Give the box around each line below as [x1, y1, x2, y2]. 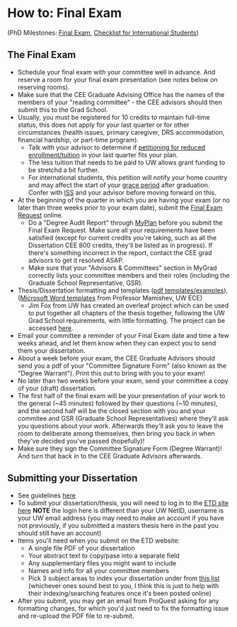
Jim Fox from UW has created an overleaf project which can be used [28, 301, 229, 310]
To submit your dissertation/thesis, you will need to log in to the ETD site [17, 498, 229, 507]
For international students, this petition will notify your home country [28, 173, 228, 181]
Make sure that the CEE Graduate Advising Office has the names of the [17, 90, 225, 98]
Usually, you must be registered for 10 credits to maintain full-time [17, 113, 210, 121]
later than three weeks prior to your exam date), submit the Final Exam [17, 203, 223, 212]
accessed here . [28, 324, 74, 332]
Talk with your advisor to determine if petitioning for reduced [28, 143, 206, 152]
